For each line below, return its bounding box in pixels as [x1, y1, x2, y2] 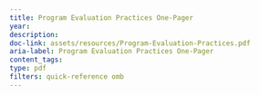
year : [9, 22, 30, 31]
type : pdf [9, 64, 47, 73]
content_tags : [9, 55, 64, 64]
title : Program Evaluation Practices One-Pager [9, 13, 194, 23]
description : [9, 30, 59, 39]
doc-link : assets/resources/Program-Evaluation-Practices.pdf [9, 38, 251, 48]
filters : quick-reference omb [9, 72, 125, 81]
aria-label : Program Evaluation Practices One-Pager [9, 47, 214, 56]
